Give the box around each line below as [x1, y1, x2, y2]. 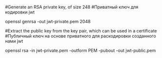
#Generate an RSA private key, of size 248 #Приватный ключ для [5, 4, 139, 10]
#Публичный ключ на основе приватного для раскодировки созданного [5, 33, 156, 39]
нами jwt [5, 38, 23, 44]
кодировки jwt [5, 9, 35, 15]
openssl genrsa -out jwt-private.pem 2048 [5, 19, 91, 24]
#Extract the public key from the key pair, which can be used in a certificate [5, 28, 157, 33]
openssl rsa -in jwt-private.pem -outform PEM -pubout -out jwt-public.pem [5, 48, 156, 53]
